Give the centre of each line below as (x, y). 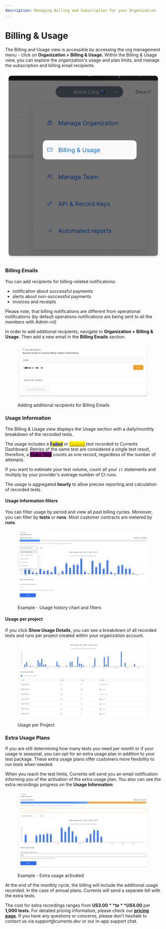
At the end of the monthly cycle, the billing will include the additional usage (82, 885)
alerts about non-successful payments (52, 296)
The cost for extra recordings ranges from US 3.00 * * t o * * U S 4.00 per (78, 905)
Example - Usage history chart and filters (59, 608)
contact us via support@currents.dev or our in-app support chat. (71, 921)
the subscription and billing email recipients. (50, 65)
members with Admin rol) (31, 322)
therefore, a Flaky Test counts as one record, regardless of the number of (81, 454)
